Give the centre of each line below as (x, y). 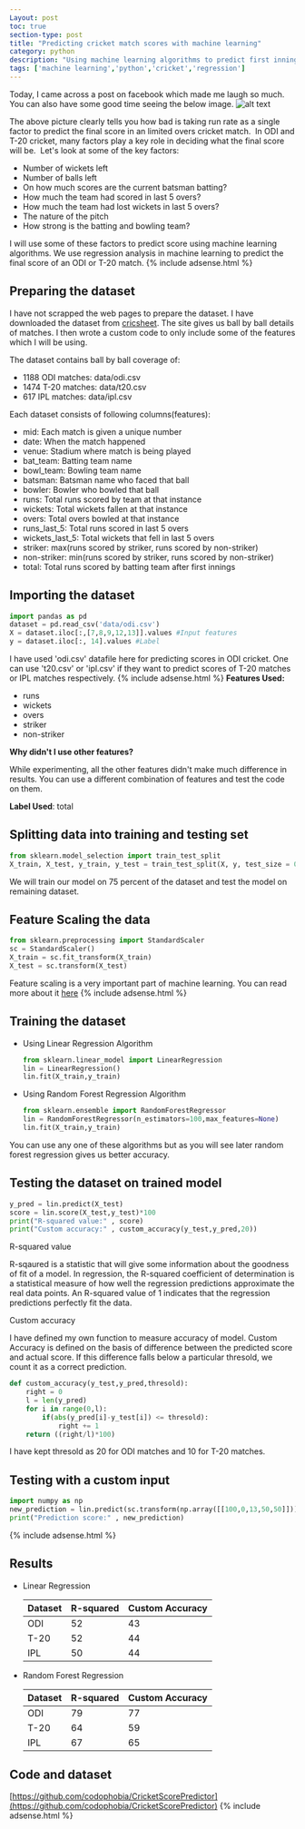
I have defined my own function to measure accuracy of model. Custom (143, 1338)
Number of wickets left (65, 168)
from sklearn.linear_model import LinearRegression (122, 1060)
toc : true (28, 26)
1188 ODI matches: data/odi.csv (81, 377)
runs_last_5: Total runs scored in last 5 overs (105, 528)
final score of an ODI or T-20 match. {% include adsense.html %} (131, 262)
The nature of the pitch (65, 216)
